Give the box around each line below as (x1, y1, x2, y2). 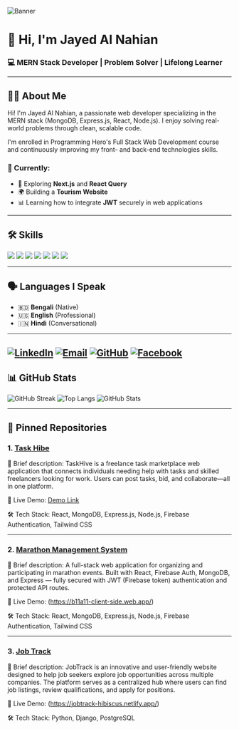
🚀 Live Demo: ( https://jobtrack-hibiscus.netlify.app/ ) (7, 699, 160, 708)
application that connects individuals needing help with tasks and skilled (7, 467, 219, 475)
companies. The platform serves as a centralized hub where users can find (7, 678, 228, 686)
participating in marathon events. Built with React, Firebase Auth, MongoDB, (7, 569, 230, 577)
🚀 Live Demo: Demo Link (7, 496, 80, 505)
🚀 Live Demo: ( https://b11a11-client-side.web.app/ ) (7, 597, 154, 606)
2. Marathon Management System (7, 545, 128, 555)
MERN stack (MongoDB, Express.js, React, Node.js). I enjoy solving (7, 116, 204, 125)
